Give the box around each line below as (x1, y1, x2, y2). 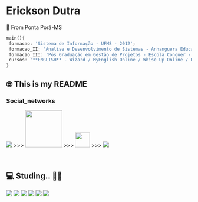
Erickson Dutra (6, 4, 81, 18)
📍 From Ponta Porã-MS (6, 24, 62, 31)
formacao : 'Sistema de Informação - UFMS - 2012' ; (8, 40, 136, 47)
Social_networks (6, 96, 55, 105)
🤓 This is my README (6, 79, 87, 89)
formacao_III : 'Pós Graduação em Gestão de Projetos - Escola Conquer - (8, 51, 192, 57)
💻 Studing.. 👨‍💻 (6, 171, 63, 181)
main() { (6, 35, 25, 41)
